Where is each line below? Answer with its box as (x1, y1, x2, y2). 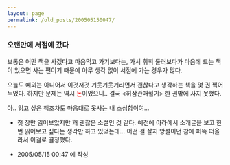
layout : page (7, 10, 45, 17)
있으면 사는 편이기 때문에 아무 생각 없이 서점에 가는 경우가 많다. (14, 66, 183, 74)
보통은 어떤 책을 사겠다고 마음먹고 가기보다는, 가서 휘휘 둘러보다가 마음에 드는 (7, 57, 214, 65)
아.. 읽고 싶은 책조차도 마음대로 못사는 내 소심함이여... (7, 104, 150, 112)
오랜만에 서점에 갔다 (7, 41, 69, 50)
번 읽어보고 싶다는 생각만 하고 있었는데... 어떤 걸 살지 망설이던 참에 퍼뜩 (16, 126, 207, 135)
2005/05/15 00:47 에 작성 (16, 150, 89, 158)
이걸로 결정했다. (30, 135, 73, 144)
